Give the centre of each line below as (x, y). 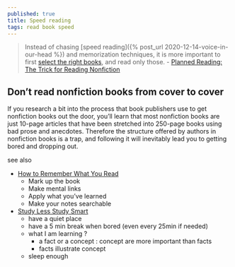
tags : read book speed (41, 27)
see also (19, 160)
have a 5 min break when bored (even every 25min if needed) (118, 226)
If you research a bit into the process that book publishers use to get (107, 109)
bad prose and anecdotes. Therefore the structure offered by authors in (112, 131)
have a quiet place (55, 219)
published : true (31, 14)
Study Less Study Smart (53, 211)
